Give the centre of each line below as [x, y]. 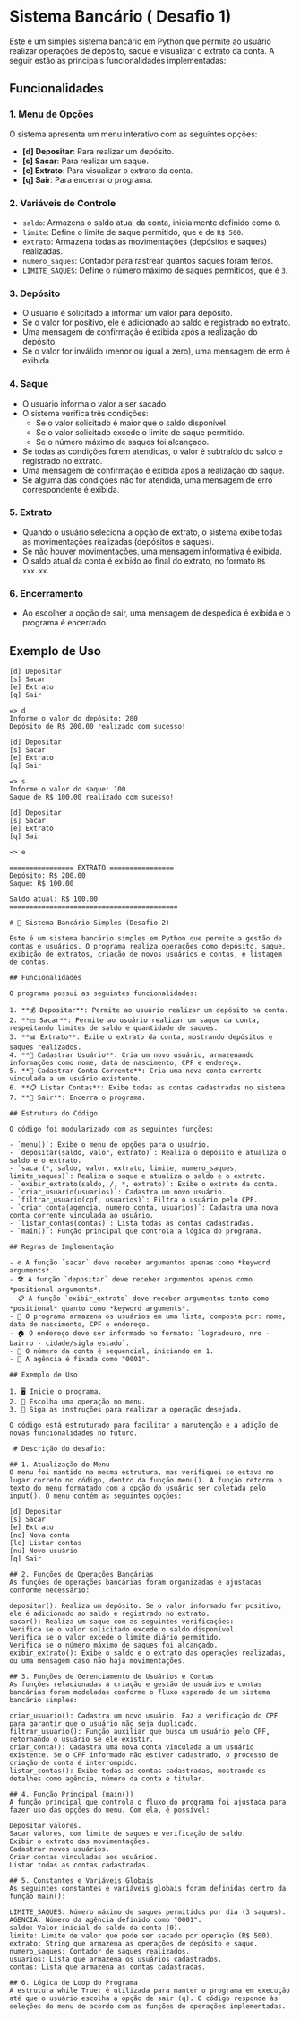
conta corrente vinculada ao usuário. [81, 1215]
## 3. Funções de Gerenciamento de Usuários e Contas [112, 1676]
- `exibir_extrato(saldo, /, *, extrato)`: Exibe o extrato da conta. [144, 1184]
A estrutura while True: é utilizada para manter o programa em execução [150, 1990]
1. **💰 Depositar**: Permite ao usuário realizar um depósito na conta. [149, 1010]
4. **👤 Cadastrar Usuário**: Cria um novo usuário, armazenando [132, 1055]
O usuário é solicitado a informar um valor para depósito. [127, 313]
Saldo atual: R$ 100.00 [54, 899]
